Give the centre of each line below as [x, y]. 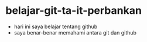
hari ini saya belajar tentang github [56, 26]
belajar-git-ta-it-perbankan [73, 11]
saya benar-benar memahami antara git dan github [75, 32]
